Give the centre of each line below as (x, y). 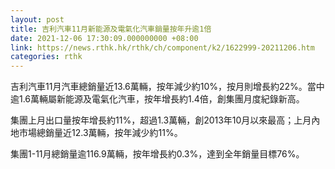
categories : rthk (46, 57)
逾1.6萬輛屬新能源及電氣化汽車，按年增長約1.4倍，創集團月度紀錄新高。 (157, 99)
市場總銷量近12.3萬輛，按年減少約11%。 (100, 133)
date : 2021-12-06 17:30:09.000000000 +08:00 (104, 38)
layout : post (37, 19)
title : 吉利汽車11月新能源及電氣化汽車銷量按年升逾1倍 (111, 29)
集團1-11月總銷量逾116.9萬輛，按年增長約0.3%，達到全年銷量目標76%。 (157, 154)
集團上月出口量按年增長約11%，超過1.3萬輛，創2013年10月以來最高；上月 (161, 120)
